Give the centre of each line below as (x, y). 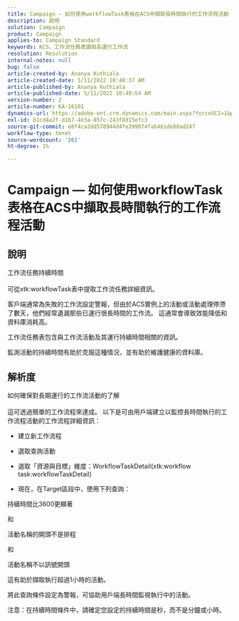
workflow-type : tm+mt (39, 133)
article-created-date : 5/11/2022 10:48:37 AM (76, 80)
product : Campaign (34, 34)
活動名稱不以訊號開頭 (38, 564)
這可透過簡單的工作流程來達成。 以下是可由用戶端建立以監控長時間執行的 (114, 412)
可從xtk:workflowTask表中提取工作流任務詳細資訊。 (83, 289)
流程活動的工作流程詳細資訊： (57, 420)
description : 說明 (33, 21)
